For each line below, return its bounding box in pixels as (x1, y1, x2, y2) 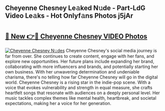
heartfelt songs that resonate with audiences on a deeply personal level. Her (5, 90, 160, 96)
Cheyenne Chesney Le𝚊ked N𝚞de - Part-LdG (5, 4, 146, 12)
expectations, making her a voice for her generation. (5, 101, 112, 106)
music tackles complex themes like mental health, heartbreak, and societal (5, 95, 157, 101)
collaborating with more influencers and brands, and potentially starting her (5, 64, 159, 70)
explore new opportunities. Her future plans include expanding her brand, (5, 59, 154, 64)
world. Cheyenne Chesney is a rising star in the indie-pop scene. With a (5, 79, 151, 85)
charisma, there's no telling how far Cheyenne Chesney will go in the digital (5, 74, 158, 80)
